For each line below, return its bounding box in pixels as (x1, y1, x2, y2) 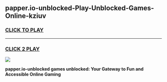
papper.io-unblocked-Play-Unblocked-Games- (5, 4, 154, 12)
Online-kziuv (5, 12, 46, 20)
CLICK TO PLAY (5, 27, 44, 34)
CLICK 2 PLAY (5, 45, 40, 52)
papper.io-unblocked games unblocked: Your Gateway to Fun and (5, 66, 144, 72)
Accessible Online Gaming (5, 71, 61, 77)
